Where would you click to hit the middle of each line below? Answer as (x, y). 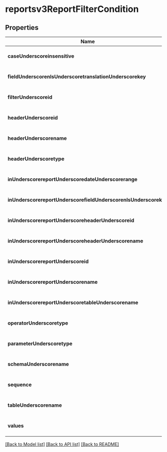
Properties (22, 28)
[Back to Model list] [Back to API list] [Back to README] (62, 444)
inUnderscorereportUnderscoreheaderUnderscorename (75, 241)
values (16, 426)
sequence (20, 385)
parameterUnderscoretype (40, 343)
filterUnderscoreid (30, 97)
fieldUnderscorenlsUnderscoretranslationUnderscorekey (77, 77)
